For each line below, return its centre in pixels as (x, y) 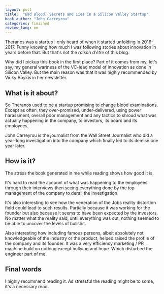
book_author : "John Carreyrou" (37, 19)
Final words (23, 269)
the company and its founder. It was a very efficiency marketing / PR (75, 243)
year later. (15, 146)
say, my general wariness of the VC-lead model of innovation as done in (78, 67)
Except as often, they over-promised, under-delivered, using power (73, 110)
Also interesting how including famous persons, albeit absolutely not (74, 233)
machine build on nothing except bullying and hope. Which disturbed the (79, 248)
